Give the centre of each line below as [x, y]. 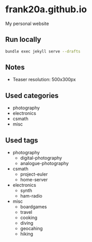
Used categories [32, 95]
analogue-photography [44, 163]
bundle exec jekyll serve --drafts [43, 51]
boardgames [34, 207]
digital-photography [41, 158]
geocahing [32, 229]
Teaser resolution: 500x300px [44, 80]
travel [26, 212]
